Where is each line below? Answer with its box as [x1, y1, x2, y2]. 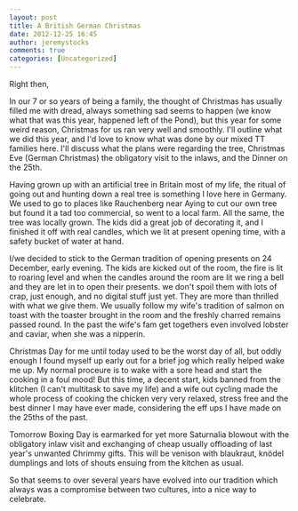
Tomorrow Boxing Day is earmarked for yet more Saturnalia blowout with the [9, 429, 290, 440]
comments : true [9, 46, 66, 55]
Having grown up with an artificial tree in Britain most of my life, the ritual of [9, 180, 286, 189]
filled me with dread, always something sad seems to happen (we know [9, 106, 271, 116]
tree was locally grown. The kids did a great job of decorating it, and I [9, 217, 264, 228]
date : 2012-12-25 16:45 [9, 29, 98, 38]
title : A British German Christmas [9, 21, 141, 30]
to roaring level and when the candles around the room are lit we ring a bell [9, 272, 285, 283]
